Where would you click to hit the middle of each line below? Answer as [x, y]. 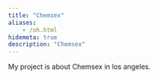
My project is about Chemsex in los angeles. [79, 66]
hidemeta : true [33, 37]
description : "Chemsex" [47, 45]
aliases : [22, 23]
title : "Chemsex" [36, 15]
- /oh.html [40, 30]
